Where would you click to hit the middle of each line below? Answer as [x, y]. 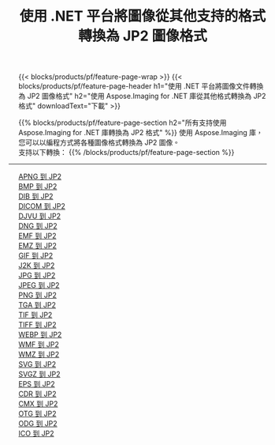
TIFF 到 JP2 [37, 325]
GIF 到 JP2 [36, 256]
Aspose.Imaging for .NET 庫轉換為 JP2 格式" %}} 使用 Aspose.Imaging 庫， [141, 133]
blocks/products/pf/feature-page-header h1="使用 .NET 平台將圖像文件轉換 [141, 86]
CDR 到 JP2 [37, 394]
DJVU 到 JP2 [40, 216]
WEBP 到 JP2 [40, 335]
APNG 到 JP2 [40, 177]
